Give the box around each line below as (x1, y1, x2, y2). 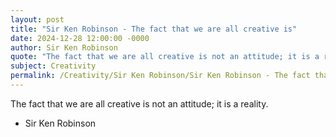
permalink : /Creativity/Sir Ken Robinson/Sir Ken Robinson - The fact (10, 71, 311, 81)
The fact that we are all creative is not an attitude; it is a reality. (10, 97, 269, 110)
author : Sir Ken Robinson (10, 42, 118, 53)
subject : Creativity (10, 61, 97, 71)
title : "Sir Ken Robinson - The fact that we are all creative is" (10, 24, 298, 34)
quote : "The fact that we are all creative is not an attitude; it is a (10, 52, 320, 62)
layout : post (10, 14, 65, 25)
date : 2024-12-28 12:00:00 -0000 (10, 33, 150, 43)
